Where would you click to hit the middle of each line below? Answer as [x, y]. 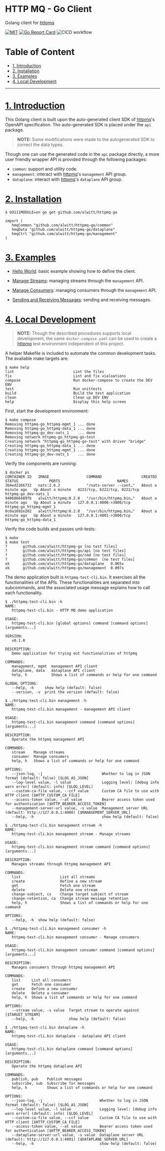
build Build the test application [68, 393]
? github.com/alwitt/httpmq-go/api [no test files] [66, 551]
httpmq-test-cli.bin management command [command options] [73, 722]
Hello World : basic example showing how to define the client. [74, 271]
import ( [14, 221]
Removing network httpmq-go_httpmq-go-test [50, 437]
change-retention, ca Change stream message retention [70, 898]
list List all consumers [41, 980]
